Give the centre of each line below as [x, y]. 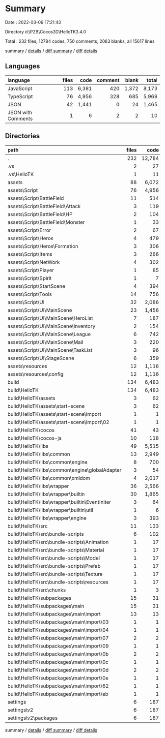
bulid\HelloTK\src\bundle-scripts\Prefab [54, 566]
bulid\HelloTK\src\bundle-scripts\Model [54, 558]
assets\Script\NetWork [34, 262]
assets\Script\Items [30, 254]
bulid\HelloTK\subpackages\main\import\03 [58, 622]
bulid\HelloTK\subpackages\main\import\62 [58, 686]
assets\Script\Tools [30, 294]
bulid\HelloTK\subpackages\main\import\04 [58, 630]
